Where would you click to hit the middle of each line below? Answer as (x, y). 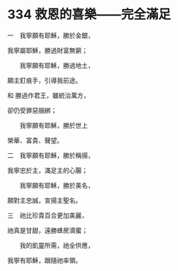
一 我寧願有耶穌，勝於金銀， (51, 35)
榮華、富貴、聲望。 (35, 140)
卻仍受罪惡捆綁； (32, 110)
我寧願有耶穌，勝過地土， (57, 65)
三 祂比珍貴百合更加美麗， (48, 215)
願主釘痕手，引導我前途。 (44, 80)
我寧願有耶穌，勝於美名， (57, 185)
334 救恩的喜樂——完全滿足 (89, 14)
